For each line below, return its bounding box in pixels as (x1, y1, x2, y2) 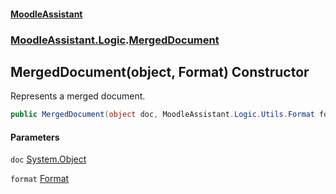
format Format (10, 173, 70, 185)
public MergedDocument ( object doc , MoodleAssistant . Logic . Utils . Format (10, 110, 315, 120)
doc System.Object (10, 153, 87, 165)
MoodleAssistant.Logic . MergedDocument (10, 33, 220, 47)
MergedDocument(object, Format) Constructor (10, 63, 310, 80)
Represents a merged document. (10, 90, 146, 102)
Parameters (10, 131, 60, 143)
